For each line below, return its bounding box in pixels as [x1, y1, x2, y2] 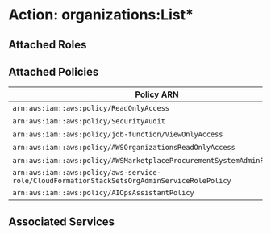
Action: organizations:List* [8, 6, 194, 24]
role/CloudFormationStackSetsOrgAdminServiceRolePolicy [12, 176, 231, 186]
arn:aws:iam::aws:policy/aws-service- [12, 168, 161, 178]
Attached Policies [8, 65, 99, 78]
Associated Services [8, 215, 115, 228]
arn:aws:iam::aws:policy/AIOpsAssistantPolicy [12, 188, 195, 198]
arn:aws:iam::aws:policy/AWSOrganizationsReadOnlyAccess [12, 143, 236, 153]
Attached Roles [8, 38, 87, 52]
